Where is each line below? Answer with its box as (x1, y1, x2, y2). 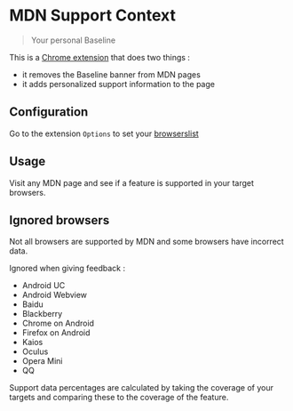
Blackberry (21, 309, 63, 319)
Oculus (21, 346, 49, 357)
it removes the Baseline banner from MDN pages (21, 68, 202, 80)
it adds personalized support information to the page (21, 78, 216, 89)
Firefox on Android (21, 327, 91, 338)
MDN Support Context (9, 5, 176, 26)
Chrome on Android (21, 318, 95, 329)
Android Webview (21, 290, 87, 301)
